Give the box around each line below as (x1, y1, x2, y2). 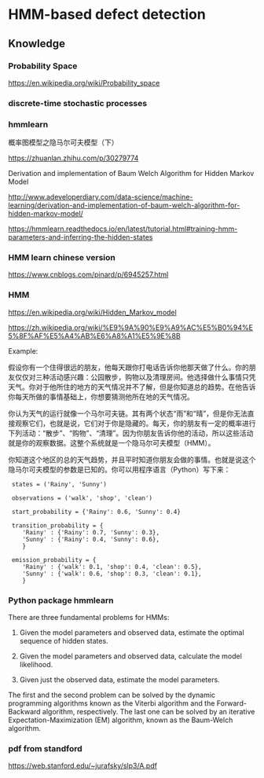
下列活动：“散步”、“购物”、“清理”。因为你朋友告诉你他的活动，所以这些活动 (8, 428, 254, 438)
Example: (8, 346, 38, 355)
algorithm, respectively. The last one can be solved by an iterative (42, 706, 255, 716)
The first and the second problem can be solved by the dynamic (8, 690, 216, 699)
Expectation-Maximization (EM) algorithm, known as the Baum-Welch (8, 715, 233, 725)
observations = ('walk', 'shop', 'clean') (11, 494, 153, 502)
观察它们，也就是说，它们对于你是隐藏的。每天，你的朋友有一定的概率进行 (14, 418, 256, 428)
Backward (8, 706, 41, 716)
